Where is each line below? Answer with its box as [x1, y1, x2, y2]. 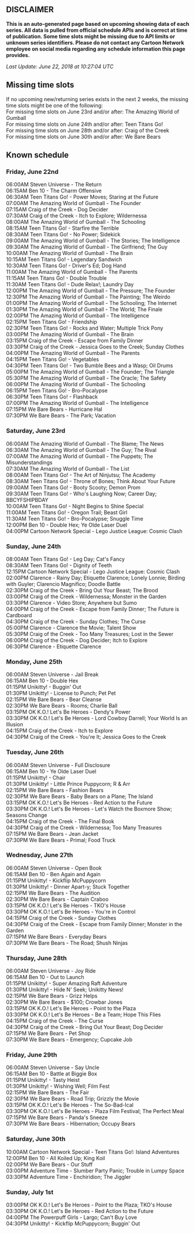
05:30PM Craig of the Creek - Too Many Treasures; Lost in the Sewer [6, 630, 174, 637]
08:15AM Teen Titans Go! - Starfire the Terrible [6, 225, 119, 232]
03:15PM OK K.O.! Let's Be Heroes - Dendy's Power [6, 708, 131, 716]
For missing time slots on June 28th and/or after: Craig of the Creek [6, 126, 170, 134]
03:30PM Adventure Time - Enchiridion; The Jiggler [6, 1173, 131, 1180]
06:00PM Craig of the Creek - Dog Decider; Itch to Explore [6, 636, 148, 644]
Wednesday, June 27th [6, 851, 73, 859]
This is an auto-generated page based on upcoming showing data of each [6, 20, 190, 27]
